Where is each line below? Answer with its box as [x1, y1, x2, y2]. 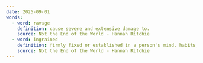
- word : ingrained [11, 37, 59, 43]
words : [6, 14, 23, 20]
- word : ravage [11, 20, 50, 26]
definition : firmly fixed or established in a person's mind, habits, [17, 43, 199, 49]
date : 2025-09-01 [6, 8, 50, 15]
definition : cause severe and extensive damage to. [17, 25, 150, 32]
